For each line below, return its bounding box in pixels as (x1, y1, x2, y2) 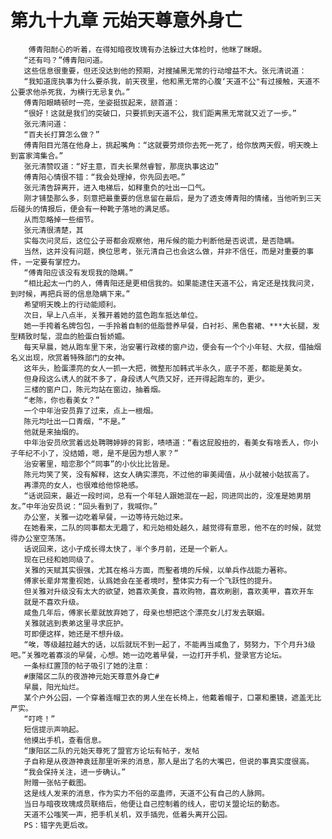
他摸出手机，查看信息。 (23, 735, 107, 745)
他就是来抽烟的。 (23, 427, 84, 437)
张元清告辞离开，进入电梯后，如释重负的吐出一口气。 (23, 182, 210, 193)
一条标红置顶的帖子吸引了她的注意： (23, 661, 151, 671)
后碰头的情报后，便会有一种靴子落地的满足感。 (10, 204, 175, 214)
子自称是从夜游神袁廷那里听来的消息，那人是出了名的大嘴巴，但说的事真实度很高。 (23, 756, 315, 766)
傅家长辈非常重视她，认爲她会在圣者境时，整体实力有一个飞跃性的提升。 (23, 576, 277, 586)
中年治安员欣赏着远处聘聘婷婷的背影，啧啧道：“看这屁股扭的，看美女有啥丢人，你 (23, 437, 312, 448)
